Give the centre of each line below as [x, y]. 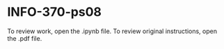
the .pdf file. [25, 38]
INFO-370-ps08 [55, 12]
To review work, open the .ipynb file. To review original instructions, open [112, 31]
